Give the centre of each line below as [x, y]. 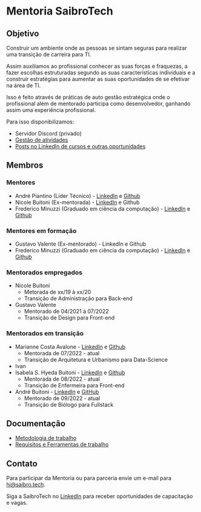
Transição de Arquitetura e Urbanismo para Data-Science [96, 359]
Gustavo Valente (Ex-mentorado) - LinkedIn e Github [81, 244]
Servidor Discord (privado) [48, 133]
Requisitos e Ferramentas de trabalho [62, 445]
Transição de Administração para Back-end [78, 298]
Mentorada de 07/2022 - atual [62, 353]
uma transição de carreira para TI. [49, 54]
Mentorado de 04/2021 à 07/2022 [66, 311]
